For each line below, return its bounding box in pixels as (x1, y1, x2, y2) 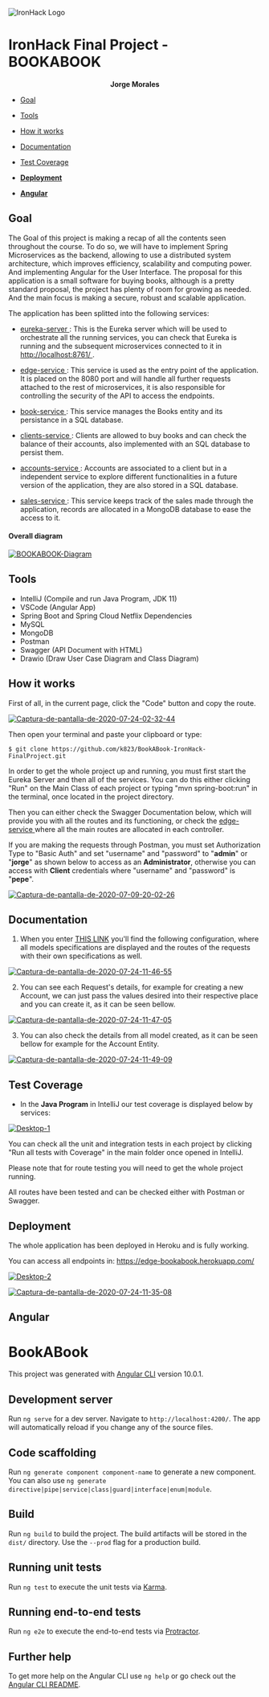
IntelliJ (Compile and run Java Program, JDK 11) (19, 593, 177, 603)
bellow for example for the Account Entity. (19, 1039, 160, 1049)
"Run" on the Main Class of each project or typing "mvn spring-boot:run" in (8, 783, 259, 793)
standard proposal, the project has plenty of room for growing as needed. (8, 284, 251, 293)
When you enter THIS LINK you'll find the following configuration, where (19, 934, 259, 944)
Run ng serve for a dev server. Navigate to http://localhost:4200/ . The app (8, 1414, 261, 1424)
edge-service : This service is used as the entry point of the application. (19, 365, 259, 375)
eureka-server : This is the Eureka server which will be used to (19, 324, 227, 334)
